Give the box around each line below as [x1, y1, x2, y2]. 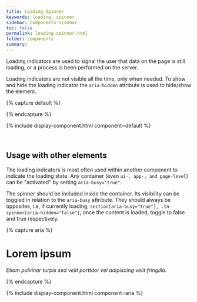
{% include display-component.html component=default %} [6, 122, 151, 129]
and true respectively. [6, 215, 59, 222]
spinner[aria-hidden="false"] [6, 210, 81, 215]
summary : [6, 42, 28, 48]
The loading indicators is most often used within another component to [6, 166, 178, 173]
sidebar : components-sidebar [6, 19, 78, 25]
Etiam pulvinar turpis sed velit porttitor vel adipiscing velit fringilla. [6, 266, 167, 274]
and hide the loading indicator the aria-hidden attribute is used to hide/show [6, 81, 192, 88]
